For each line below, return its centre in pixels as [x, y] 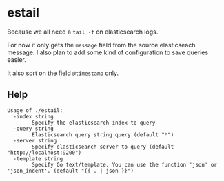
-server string [35, 140]
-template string [38, 159]
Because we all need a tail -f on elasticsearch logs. [83, 32]
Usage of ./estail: [35, 110]
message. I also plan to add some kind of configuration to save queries [108, 52]
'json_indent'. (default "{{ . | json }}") [71, 171]
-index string [33, 116]
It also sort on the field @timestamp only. [63, 73]
